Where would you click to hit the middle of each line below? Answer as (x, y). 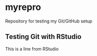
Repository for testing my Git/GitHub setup (49, 21)
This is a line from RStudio (32, 48)
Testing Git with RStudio (43, 37)
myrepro (23, 7)
